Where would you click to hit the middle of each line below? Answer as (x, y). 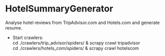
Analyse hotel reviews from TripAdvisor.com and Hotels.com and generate (82, 22)
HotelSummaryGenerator (59, 9)
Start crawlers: (28, 37)
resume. (14, 27)
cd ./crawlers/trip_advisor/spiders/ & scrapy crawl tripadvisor (76, 42)
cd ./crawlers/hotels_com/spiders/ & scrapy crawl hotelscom (76, 48)
